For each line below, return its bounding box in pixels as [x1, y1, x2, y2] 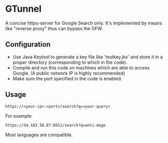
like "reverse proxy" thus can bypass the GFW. [5, 25, 103, 31]
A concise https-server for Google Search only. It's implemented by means [5, 20, 162, 26]
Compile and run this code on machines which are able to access [12, 64, 150, 70]
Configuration [5, 40, 51, 49]
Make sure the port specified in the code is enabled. [12, 75, 122, 82]
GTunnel [5, 3, 42, 15]
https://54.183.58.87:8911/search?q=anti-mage [5, 123, 106, 128]
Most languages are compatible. [5, 131, 73, 138]
